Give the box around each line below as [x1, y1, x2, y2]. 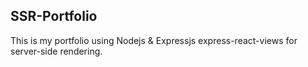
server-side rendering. [10, 45, 103, 57]
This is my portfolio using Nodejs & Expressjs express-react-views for [10, 34, 298, 46]
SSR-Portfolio [10, 8, 98, 25]
